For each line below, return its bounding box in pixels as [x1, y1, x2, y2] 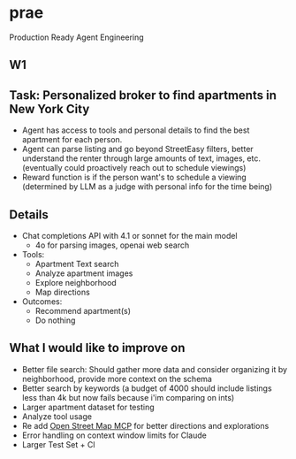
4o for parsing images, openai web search [34, 240, 190, 250]
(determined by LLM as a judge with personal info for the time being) [21, 181, 273, 192]
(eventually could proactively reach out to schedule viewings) [21, 163, 247, 173]
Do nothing [34, 315, 76, 325]
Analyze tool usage [21, 410, 93, 422]
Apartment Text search [34, 258, 119, 269]
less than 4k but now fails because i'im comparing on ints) [21, 392, 235, 402]
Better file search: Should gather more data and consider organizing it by [21, 363, 288, 374]
